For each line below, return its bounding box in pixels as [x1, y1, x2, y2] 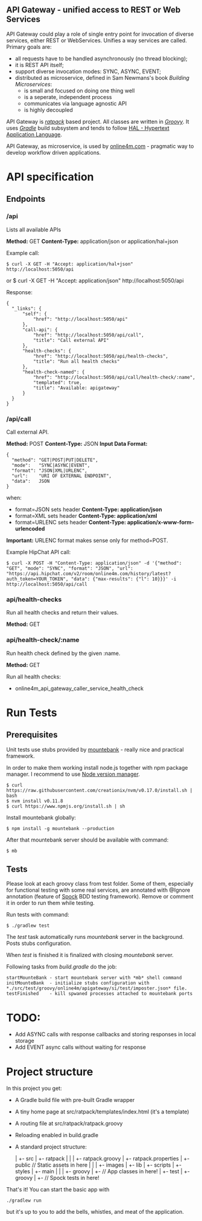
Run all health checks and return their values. [6, 609, 119, 616]
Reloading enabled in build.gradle [14, 1132, 98, 1139]
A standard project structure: [14, 1143, 87, 1150]
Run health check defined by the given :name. [6, 649, 121, 657]
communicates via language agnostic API [24, 100, 127, 107]
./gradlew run [6, 1197, 42, 1204]
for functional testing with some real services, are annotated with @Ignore [6, 886, 191, 894]
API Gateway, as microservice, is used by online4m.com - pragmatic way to [6, 142, 194, 150]
